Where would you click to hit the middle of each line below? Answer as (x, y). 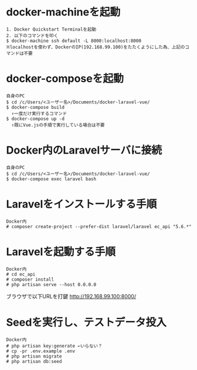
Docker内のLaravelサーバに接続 (84, 150)
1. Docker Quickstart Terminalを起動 (51, 29)
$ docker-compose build (35, 107)
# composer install (30, 279)
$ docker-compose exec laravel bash (51, 179)
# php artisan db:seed (34, 361)
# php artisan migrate (34, 356)
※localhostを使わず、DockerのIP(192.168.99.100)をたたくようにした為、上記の (96, 47)
